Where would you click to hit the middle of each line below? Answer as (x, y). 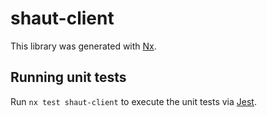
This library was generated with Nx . (83, 46)
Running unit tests (68, 77)
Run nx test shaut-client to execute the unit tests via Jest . (133, 101)
